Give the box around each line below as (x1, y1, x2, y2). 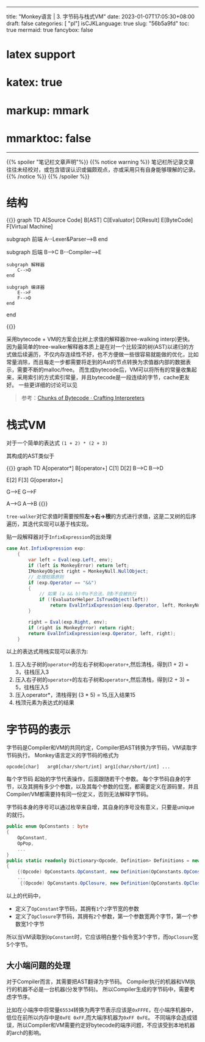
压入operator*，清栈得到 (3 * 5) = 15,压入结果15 (15, 691, 135, 699)
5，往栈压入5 (15, 683, 49, 691)
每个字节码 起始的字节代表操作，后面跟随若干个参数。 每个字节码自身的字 (6, 775, 191, 782)
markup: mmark (6, 103, 90, 117)
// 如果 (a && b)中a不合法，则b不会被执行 (38, 591, 137, 597)
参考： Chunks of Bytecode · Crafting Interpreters (21, 395, 145, 402)
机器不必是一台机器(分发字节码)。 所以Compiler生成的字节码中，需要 (16, 985, 190, 993)
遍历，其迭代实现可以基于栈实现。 (6, 520, 92, 528)
